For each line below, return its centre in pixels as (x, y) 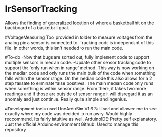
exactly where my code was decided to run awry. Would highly (69, 113)
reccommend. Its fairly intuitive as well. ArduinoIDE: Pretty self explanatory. (81, 119)
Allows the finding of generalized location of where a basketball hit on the (80, 23)
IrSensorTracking (41, 9)
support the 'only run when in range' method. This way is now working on (80, 68)
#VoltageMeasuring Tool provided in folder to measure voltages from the (79, 37)
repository (15, 129)
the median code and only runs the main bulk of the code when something (80, 73)
